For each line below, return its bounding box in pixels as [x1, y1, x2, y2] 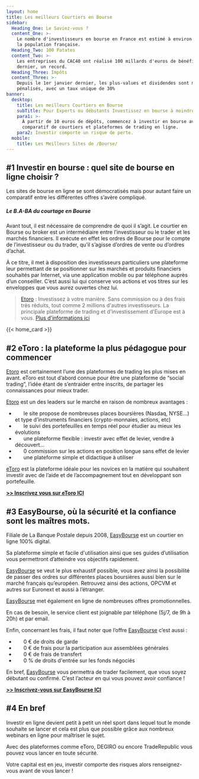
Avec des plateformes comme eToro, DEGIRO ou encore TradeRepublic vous [6, 743, 192, 750]
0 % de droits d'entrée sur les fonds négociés [23, 657, 135, 664]
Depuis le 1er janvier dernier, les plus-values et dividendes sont [17, 81, 190, 86]
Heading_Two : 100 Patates [11, 47, 76, 53]
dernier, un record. [17, 63, 68, 70]
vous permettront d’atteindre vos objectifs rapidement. [6, 556, 139, 563]
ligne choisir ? [6, 172, 59, 182]
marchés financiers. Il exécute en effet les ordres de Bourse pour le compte [6, 235, 191, 242]
